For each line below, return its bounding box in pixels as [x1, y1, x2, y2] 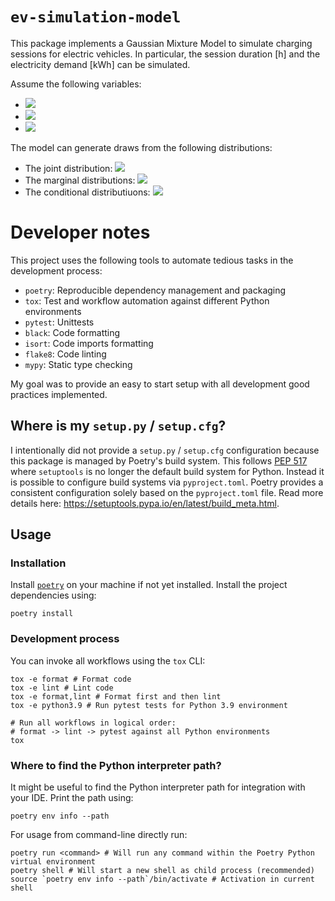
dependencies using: [10, 589, 97, 602]
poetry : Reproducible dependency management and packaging [24, 284, 287, 296]
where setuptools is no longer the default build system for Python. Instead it [10, 465, 325, 477]
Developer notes [10, 221, 151, 244]
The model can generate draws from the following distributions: [10, 141, 273, 153]
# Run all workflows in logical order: [10, 718, 177, 728]
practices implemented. [10, 388, 108, 400]
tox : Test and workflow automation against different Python [24, 294, 270, 307]
